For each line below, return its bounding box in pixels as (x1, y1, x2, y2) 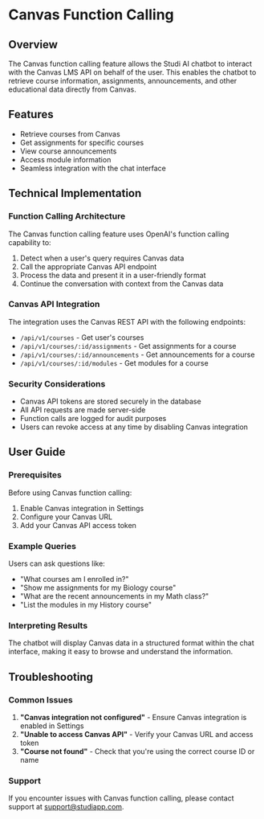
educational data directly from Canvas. (8, 84, 136, 94)
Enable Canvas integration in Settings (19, 503, 144, 513)
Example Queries (8, 540, 76, 551)
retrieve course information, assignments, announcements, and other (8, 76, 238, 85)
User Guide (8, 445, 66, 459)
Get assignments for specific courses (19, 137, 144, 147)
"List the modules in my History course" (19, 600, 152, 610)
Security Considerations (8, 378, 106, 389)
